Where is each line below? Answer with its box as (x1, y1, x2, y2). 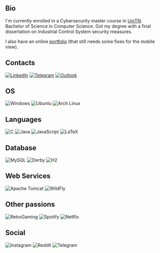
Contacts (5, 59, 36, 67)
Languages (5, 115, 42, 124)
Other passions (5, 200, 55, 209)
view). (5, 43, 18, 50)
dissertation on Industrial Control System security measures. (5, 28, 132, 35)
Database (5, 143, 37, 152)
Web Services (5, 172, 51, 181)
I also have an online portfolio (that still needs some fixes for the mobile (5, 38, 155, 44)
